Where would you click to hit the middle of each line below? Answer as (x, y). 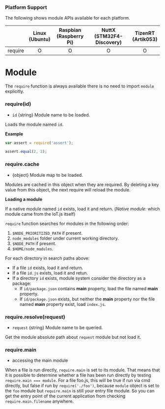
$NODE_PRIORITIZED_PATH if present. (47, 233)
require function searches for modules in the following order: (67, 223)
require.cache (22, 164)
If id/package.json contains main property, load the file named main (89, 288)
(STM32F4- (109, 36)
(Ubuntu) (40, 39)
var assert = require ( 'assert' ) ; (39, 143)
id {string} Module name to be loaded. (51, 115)
